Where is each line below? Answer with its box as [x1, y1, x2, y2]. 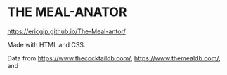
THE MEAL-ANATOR [7, 4, 127, 20]
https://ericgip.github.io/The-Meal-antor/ [7, 27, 126, 35]
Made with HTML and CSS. [7, 40, 86, 49]
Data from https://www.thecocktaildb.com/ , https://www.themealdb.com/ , [7, 53, 221, 62]
